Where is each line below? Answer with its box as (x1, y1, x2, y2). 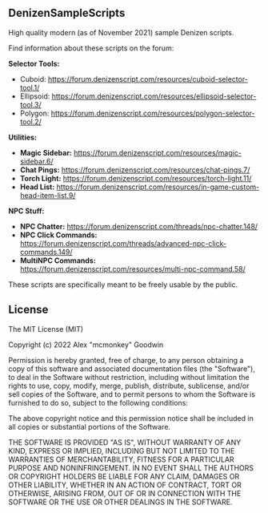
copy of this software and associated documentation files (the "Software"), (8, 364, 256, 374)
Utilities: (8, 132, 38, 142)
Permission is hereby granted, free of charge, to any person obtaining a (8, 355, 244, 365)
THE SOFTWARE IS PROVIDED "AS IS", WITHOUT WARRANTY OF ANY (8, 437, 242, 447)
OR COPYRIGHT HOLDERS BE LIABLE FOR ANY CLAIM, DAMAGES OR (8, 471, 240, 481)
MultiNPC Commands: (19, 256, 96, 265)
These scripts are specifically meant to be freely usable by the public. (8, 280, 238, 289)
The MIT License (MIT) (8, 324, 84, 333)
